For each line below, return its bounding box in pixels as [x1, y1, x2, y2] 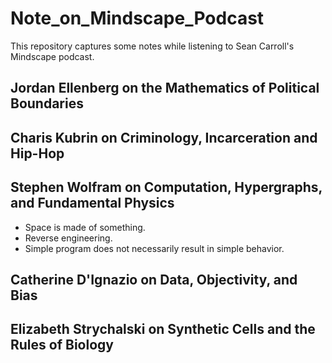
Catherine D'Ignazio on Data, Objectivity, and [10, 271, 298, 288]
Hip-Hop [10, 145, 65, 162]
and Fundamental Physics [10, 195, 175, 212]
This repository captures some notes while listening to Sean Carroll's [10, 40, 295, 52]
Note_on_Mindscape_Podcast [10, 7, 265, 30]
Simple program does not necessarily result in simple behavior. [24, 242, 285, 254]
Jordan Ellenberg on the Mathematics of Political [10, 80, 320, 97]
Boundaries [10, 95, 84, 112]
